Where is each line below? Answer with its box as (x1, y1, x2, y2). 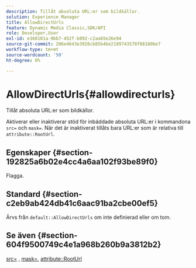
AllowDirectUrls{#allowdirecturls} (6, 88, 176, 101)
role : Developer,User (6, 30, 59, 36)
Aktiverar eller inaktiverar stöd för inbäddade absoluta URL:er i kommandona (6, 118, 191, 126)
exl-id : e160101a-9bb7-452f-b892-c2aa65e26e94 (6, 36, 122, 41)
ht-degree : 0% (6, 57, 41, 63)
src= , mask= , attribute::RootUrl (6, 255, 82, 262)
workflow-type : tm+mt (6, 47, 59, 53)
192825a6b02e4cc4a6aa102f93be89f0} (6, 156, 158, 166)
